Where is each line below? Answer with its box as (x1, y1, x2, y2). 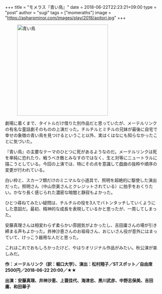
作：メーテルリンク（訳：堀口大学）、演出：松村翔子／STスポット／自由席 (5, 261, 153, 267)
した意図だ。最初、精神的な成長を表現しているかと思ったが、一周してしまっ (5, 206, 157, 211)
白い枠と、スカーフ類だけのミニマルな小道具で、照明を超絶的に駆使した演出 (5, 177, 157, 183)
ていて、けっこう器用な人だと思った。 (5, 235, 81, 240)
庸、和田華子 (5, 284, 30, 289)
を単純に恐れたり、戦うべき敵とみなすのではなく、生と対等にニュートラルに (5, 155, 158, 160)
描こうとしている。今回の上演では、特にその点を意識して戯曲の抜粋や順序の (5, 161, 157, 167)
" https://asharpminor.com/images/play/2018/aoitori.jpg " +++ (5, 15, 126, 20)
